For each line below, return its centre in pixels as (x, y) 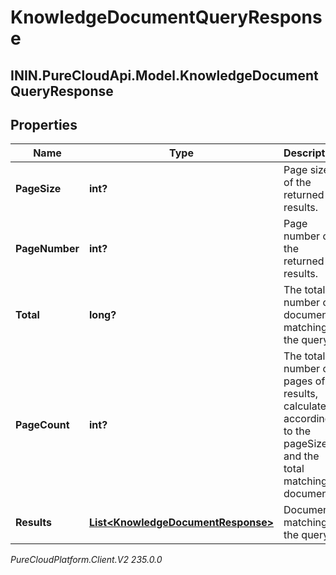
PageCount (42, 425)
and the (301, 456)
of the (297, 183)
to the (297, 431)
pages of (304, 381)
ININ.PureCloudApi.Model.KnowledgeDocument (164, 75)
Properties (44, 124)
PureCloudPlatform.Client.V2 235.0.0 (86, 560)
